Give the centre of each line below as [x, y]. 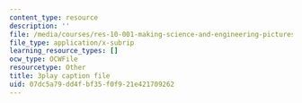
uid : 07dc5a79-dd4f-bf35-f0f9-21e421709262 [92, 84]
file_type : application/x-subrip [72, 43]
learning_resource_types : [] [64, 51]
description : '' [40, 26]
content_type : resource [54, 17]
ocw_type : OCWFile [44, 59]
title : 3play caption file [60, 76]
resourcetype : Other [48, 68]
